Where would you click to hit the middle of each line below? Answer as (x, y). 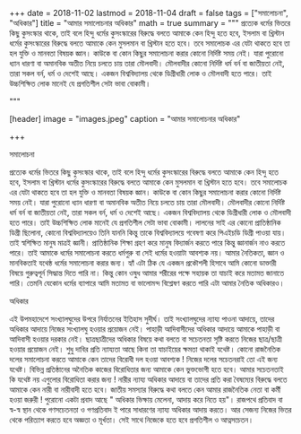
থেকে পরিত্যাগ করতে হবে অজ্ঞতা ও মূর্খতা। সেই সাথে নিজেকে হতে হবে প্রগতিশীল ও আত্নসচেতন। (131, 420)
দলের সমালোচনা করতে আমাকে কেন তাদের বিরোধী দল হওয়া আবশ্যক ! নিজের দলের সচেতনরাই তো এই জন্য (143, 359)
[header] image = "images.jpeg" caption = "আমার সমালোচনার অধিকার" (125, 119)
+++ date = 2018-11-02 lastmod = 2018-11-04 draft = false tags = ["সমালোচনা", (149, 13)
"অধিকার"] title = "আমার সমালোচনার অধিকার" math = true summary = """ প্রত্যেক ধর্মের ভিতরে (150, 23)
